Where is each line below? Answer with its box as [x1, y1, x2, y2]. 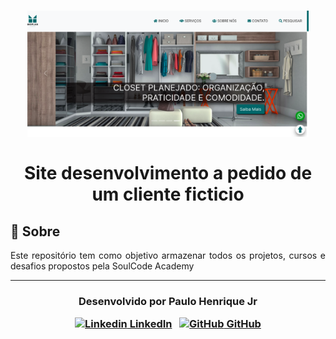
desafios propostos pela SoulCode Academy [10, 260, 195, 272]
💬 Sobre [10, 223, 61, 240]
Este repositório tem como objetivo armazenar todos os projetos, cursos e [10, 250, 326, 262]
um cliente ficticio [91, 183, 245, 206]
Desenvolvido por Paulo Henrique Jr [78, 295, 258, 309]
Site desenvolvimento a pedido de [23, 162, 313, 185]
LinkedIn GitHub [129, 317, 262, 331]
